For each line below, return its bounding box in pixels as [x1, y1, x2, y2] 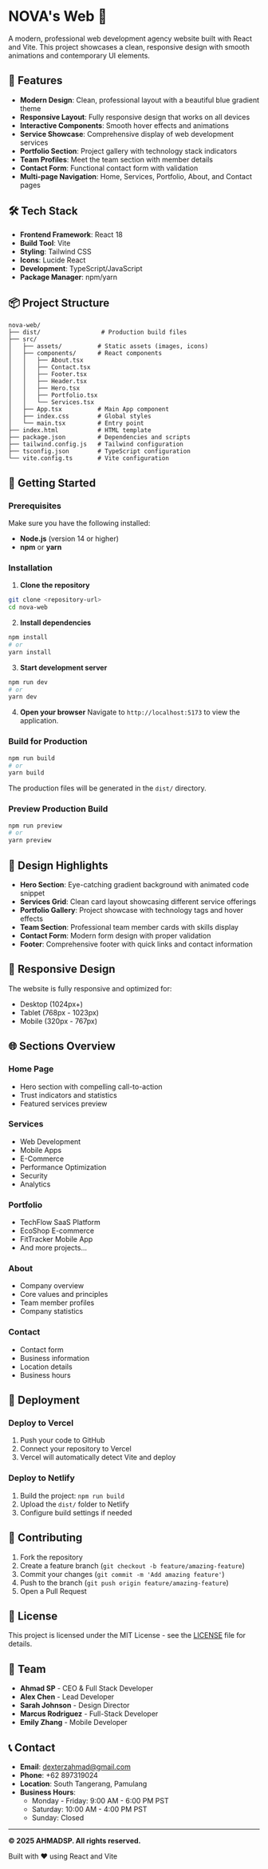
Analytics [19, 1179, 51, 1189]
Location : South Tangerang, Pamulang [19, 1779, 148, 1788]
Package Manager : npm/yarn [19, 272, 118, 282]
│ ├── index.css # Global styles [8, 412, 152, 421]
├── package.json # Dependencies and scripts [8, 434, 191, 442]
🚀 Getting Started [8, 476, 97, 490]
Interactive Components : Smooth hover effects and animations [19, 120, 230, 130]
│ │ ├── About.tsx [8, 356, 84, 365]
